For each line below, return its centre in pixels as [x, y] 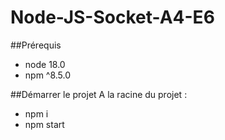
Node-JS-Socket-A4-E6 [112, 17]
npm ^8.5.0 [48, 75]
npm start [44, 124]
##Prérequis [36, 45]
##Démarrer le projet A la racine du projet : [99, 94]
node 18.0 [45, 64]
